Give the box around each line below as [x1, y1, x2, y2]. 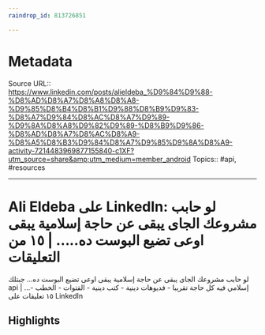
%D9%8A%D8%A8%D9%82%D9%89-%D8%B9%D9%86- [8, 120, 204, 130]
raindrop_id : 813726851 [8, 11, 87, 20]
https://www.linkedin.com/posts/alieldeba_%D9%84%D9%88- [8, 87, 213, 96]
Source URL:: [8, 78, 51, 88]
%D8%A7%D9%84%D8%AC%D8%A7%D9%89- [8, 112, 170, 122]
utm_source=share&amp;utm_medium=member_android [8, 154, 192, 164]
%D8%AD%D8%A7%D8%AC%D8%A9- [8, 129, 140, 138]
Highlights [8, 314, 61, 327]
